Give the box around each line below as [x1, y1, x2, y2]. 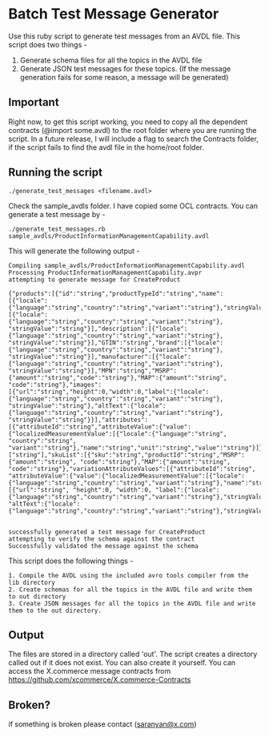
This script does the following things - [8, 556, 134, 566]
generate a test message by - [8, 209, 106, 219]
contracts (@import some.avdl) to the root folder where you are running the [8, 125, 258, 135]
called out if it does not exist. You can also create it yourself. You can [8, 658, 236, 667]
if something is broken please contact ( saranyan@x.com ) [8, 719, 197, 729]
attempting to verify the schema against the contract [8, 534, 195, 543]
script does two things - [8, 39, 87, 49]
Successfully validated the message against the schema [8, 542, 199, 550]
